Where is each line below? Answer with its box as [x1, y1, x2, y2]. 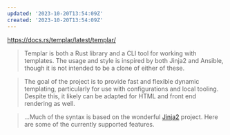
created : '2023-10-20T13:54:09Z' [7, 17, 104, 24]
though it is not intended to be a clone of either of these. [23, 64, 185, 72]
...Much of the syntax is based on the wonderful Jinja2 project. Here [23, 112, 219, 121]
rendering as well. [23, 99, 75, 107]
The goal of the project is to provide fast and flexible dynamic [23, 77, 200, 85]
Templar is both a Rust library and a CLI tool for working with [23, 49, 197, 57]
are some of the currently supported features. [23, 120, 155, 128]
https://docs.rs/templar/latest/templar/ [7, 35, 116, 44]
